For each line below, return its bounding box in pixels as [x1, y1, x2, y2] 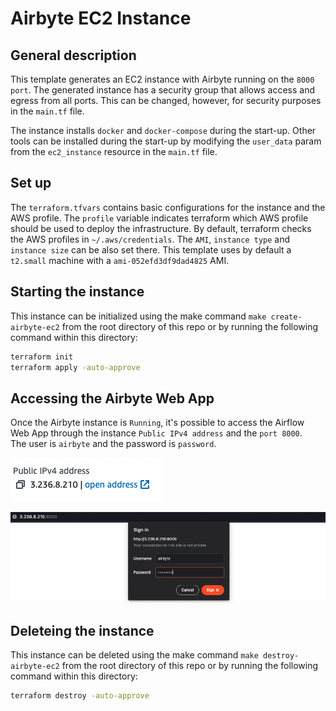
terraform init [10, 352, 74, 362]
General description [10, 47, 137, 64]
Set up [10, 175, 52, 192]
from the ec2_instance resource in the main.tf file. [10, 146, 218, 157]
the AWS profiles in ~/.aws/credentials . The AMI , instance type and [10, 233, 291, 245]
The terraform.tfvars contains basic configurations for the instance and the [10, 201, 326, 213]
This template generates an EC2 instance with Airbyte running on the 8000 [10, 73, 315, 85]
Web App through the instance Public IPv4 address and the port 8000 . [10, 427, 303, 439]
